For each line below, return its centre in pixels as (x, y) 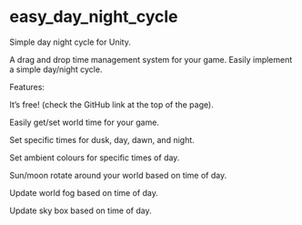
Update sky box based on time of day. (81, 210)
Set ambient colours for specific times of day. (95, 158)
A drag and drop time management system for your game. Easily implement (151, 59)
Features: (27, 87)
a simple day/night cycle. (56, 69)
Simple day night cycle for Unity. (70, 42)
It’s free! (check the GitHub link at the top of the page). (111, 104)
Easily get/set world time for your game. (84, 122)
